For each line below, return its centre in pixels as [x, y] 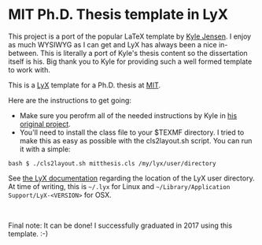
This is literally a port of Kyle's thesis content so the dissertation [144, 53]
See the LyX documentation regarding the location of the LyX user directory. [131, 178]
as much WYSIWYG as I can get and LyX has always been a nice [113, 44]
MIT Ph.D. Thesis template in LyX [118, 15]
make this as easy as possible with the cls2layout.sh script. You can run [136, 140]
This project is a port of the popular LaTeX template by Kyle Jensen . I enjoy [130, 36]
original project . [45, 124]
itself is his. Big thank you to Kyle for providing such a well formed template [130, 61]
